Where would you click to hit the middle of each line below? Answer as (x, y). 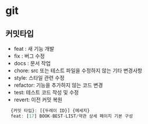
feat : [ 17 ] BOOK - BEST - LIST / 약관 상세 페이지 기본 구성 (72, 116)
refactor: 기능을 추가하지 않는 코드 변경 (58, 85)
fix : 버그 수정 (29, 56)
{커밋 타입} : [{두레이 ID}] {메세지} (50, 111)
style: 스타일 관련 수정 (39, 78)
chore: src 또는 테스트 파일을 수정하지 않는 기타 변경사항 (78, 70)
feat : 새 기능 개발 (34, 49)
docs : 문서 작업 (32, 63)
